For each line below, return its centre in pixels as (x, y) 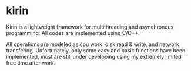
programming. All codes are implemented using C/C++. (73, 33)
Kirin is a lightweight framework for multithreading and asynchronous (90, 27)
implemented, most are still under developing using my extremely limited (94, 56)
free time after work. (31, 63)
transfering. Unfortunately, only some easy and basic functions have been (96, 50)
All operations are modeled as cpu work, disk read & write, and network (93, 44)
